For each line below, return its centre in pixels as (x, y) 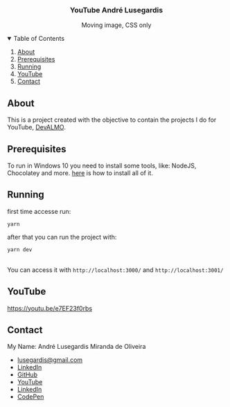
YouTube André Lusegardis (116, 10)
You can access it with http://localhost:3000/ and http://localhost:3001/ (115, 270)
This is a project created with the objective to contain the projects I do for (112, 120)
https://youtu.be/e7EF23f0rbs (50, 308)
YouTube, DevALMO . (36, 127)
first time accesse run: (39, 211)
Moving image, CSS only (116, 25)
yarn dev (20, 250)
